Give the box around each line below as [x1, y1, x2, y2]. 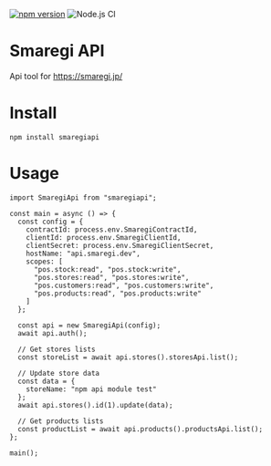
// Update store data [17, 368, 100, 378]
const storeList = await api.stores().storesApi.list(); [17, 352, 239, 362]
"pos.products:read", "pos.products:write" [33, 288, 203, 298]
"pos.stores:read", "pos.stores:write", [33, 273, 190, 282]
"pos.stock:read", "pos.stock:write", [33, 264, 182, 274]
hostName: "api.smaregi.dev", [26, 249, 141, 258]
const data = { [17, 377, 76, 386]
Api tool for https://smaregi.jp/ [9, 70, 123, 81]
